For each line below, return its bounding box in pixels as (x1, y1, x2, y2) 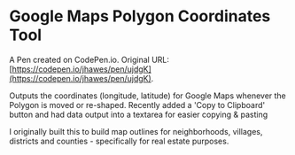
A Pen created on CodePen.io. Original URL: (9, 54, 170, 65)
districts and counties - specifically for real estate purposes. (9, 136, 229, 146)
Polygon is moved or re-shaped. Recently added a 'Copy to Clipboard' (9, 99, 266, 110)
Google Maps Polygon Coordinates (9, 6, 271, 27)
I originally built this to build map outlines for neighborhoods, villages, (9, 126, 263, 136)
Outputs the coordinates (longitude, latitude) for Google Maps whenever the (9, 90, 286, 101)
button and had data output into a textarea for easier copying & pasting (9, 109, 268, 120)
